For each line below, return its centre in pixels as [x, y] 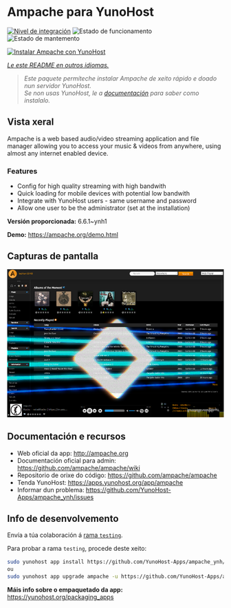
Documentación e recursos [66, 437]
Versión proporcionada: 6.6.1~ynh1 [57, 222]
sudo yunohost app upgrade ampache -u [63, 577]
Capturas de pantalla [53, 256]
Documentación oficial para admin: [67, 460]
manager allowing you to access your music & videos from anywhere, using [114, 146]
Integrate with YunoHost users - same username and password [107, 201]
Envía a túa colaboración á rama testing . [65, 535]
